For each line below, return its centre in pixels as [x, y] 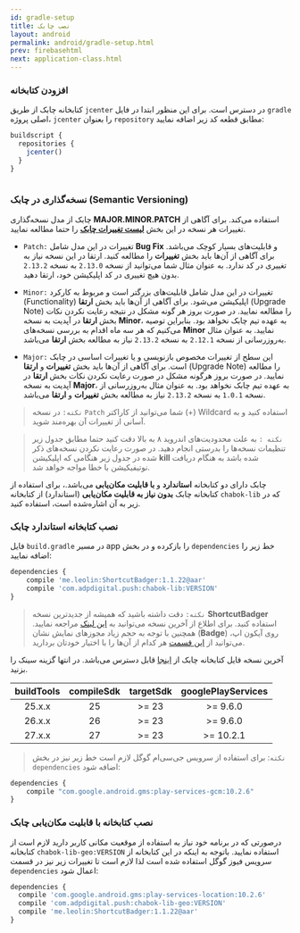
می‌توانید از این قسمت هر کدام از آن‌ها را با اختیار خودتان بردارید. [138, 642]
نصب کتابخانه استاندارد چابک [64, 526]
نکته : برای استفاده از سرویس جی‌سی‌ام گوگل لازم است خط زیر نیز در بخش [159, 757]
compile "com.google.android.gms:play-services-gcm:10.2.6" [140, 791]
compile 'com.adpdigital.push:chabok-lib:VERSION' [122, 588]
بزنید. [19, 669]
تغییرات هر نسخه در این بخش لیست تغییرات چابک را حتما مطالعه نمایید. [128, 229]
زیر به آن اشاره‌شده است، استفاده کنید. [75, 503]
